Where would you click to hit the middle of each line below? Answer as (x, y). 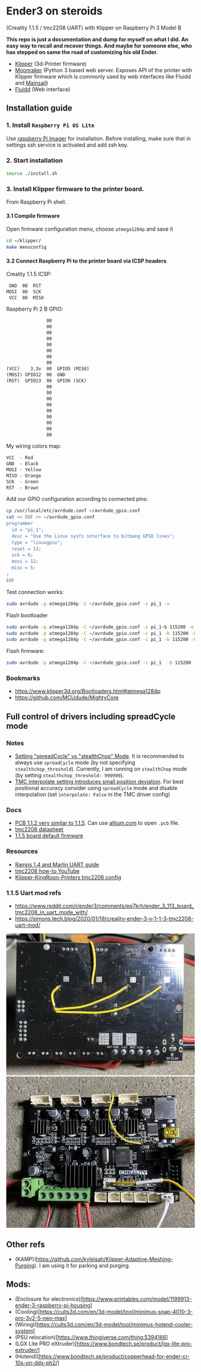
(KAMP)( (25, 1259)
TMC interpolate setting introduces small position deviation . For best (99, 782)
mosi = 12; (25, 562)
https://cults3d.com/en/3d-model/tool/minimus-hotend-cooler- (115, 1324)
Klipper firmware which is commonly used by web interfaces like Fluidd (103, 76)
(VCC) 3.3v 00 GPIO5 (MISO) (48, 369)
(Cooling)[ (27, 1311)
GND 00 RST (25, 286)
